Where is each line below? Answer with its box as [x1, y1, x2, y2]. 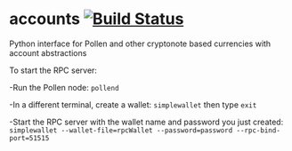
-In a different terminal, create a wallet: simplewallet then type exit [9, 99, 257, 110]
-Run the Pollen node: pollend [9, 82, 119, 92]
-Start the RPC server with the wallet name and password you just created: [9, 116, 284, 127]
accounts [9, 9, 80, 29]
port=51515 [9, 133, 50, 142]
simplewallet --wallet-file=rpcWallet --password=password [9, 125, 233, 135]
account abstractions [9, 47, 87, 58]
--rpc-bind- [236, 125, 280, 135]
